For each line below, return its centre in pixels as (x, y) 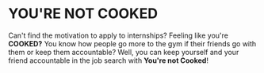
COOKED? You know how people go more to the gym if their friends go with (132, 43)
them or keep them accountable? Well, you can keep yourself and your (124, 52)
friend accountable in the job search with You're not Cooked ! (108, 60)
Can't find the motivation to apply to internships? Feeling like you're (118, 35)
